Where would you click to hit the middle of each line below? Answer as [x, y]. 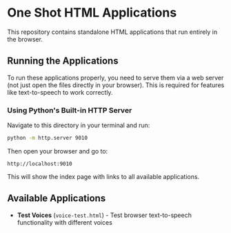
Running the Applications [63, 61]
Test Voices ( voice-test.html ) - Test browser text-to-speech [104, 215]
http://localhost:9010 [40, 164]
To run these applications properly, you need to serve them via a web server [115, 77]
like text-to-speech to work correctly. [60, 92]
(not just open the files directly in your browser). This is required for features [116, 85]
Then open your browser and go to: [58, 151]
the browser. [25, 39]
